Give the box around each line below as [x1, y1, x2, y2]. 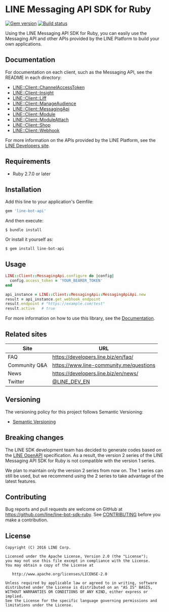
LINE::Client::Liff [12, 95, 47, 101]
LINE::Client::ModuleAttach [12, 117, 69, 123]
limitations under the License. [5, 603, 73, 608]
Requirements [5, 157, 51, 166]
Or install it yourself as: [5, 237, 53, 243]
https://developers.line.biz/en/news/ [52, 370, 139, 377]
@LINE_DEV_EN [52, 378, 90, 385]
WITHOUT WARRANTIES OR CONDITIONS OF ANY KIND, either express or [5, 589, 148, 595]
